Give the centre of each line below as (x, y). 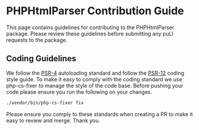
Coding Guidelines (41, 58)
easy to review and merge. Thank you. (53, 121)
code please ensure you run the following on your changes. (79, 92)
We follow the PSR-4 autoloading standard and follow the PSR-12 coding (95, 73)
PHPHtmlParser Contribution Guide (95, 11)
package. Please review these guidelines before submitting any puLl (90, 33)
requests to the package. (37, 40)
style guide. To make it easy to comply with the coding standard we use (94, 79)
